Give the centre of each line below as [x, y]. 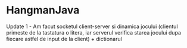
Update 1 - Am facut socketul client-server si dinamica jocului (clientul [92, 26]
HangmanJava [43, 10]
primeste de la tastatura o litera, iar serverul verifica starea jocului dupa [94, 32]
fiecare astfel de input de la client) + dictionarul [64, 39]
